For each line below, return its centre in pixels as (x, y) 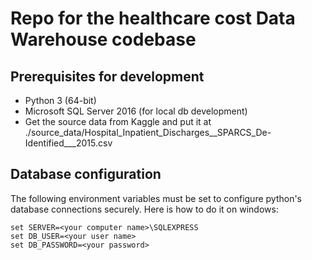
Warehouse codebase (103, 39)
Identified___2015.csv (68, 143)
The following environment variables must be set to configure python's (156, 198)
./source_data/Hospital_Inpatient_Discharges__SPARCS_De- (148, 132)
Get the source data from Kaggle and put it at (118, 121)
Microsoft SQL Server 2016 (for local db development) (136, 111)
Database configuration (86, 174)
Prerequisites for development (107, 76)
